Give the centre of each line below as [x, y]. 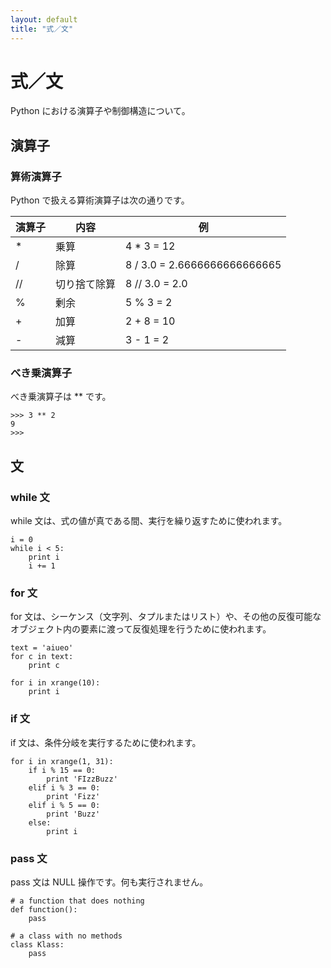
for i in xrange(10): [55, 683]
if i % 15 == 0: [62, 770]
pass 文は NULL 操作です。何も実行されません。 [109, 882]
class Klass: [37, 945]
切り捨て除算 [86, 284]
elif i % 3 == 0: [64, 787]
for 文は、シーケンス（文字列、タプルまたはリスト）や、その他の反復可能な [166, 617]
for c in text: [42, 657]
